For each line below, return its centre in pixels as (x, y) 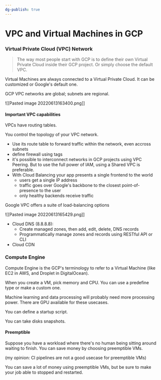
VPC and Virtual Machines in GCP (74, 33)
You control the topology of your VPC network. (52, 135)
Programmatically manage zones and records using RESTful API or (86, 235)
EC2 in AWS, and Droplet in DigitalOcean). (47, 273)
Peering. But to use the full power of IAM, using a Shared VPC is (76, 165)
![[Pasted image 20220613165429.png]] (45, 215)
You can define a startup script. (36, 311)
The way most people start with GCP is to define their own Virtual (82, 59)
